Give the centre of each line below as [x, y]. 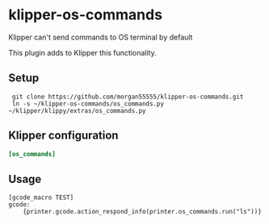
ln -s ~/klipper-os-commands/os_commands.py [88, 104]
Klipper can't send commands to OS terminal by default [101, 37]
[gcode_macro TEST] [41, 198]
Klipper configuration [63, 136]
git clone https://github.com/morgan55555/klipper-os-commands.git [128, 97]
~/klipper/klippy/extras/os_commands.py [78, 110]
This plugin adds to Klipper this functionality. [82, 52]
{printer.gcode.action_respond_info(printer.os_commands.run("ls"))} [143, 212]
